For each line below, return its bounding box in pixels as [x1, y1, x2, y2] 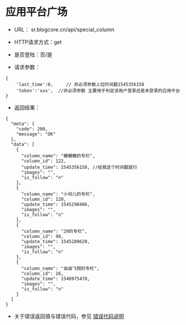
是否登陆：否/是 [14, 51, 52, 58]
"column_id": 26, [21, 270, 64, 277]
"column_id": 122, [21, 158, 67, 164]
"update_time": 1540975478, [21, 276, 91, 281]
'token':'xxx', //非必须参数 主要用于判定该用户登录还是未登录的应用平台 [16, 88, 180, 94]
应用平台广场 [5, 5, 68, 19]
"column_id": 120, [21, 196, 67, 202]
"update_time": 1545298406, [21, 201, 91, 207]
